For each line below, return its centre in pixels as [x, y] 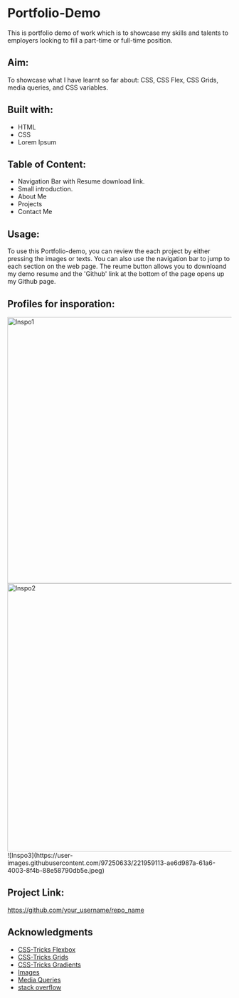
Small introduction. [45, 189]
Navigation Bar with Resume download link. [81, 181]
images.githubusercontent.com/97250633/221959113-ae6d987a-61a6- [111, 863]
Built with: [30, 110]
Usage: [24, 234]
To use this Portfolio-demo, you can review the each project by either [109, 251]
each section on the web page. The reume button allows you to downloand [117, 266]
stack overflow [39, 987]
